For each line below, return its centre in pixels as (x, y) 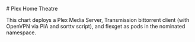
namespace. (21, 33)
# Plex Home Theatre (32, 9)
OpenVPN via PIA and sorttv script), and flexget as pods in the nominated (96, 26)
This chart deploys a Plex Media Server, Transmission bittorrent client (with (98, 20)
